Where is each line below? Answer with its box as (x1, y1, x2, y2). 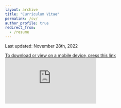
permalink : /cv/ (5, 16, 38, 21)
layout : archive (5, 7, 38, 12)
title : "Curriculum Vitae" (5, 12, 60, 17)
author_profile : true (5, 20, 49, 26)
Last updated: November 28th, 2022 (5, 43, 78, 49)
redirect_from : (5, 25, 36, 30)
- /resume (9, 30, 29, 35)
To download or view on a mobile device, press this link (5, 53, 116, 58)
